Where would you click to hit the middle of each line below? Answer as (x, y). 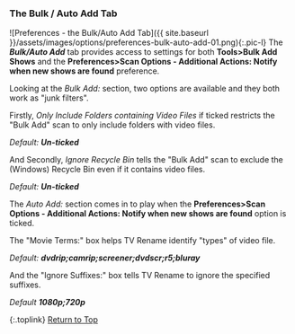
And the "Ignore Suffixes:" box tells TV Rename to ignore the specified (140, 276)
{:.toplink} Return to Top (54, 320)
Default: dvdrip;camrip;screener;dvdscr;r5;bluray (105, 258)
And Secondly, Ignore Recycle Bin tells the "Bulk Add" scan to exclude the (146, 160)
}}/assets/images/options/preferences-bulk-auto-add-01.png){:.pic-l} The (146, 42)
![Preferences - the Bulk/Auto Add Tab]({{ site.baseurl (109, 33)
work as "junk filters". (49, 98)
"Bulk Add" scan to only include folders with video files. (112, 125)
